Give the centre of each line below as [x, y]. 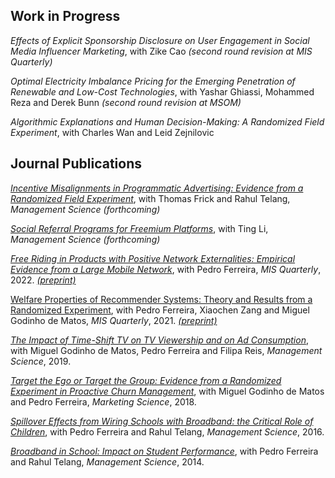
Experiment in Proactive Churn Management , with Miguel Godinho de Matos [167, 391]
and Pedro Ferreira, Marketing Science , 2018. [103, 401]
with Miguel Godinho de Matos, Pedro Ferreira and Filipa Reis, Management [166, 350]
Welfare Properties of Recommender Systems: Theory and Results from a [161, 299]
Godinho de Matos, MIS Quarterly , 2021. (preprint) [114, 320]
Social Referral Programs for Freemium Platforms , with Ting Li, [139, 228]
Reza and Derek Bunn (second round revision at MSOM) [126, 102]
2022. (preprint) [43, 280]
